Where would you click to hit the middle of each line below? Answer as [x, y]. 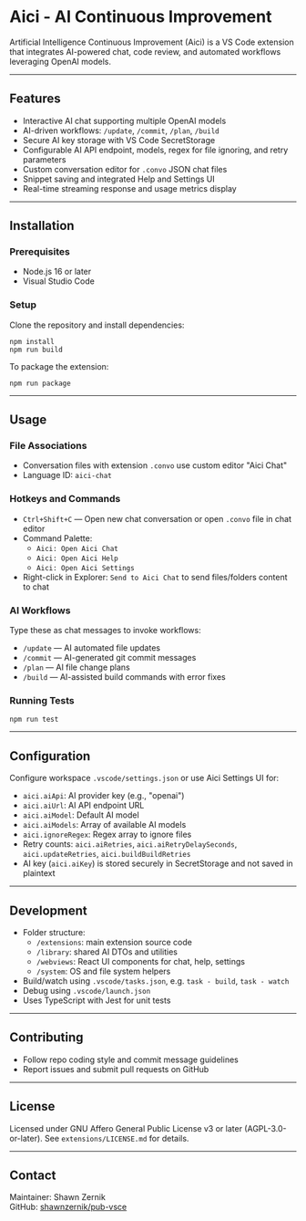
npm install [32, 341]
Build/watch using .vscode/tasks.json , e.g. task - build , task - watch [156, 981]
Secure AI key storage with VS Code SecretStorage [119, 140]
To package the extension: [59, 366]
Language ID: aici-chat [67, 475]
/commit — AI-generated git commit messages [109, 658]
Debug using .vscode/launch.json [87, 990]
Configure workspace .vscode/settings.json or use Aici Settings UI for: [144, 778]
